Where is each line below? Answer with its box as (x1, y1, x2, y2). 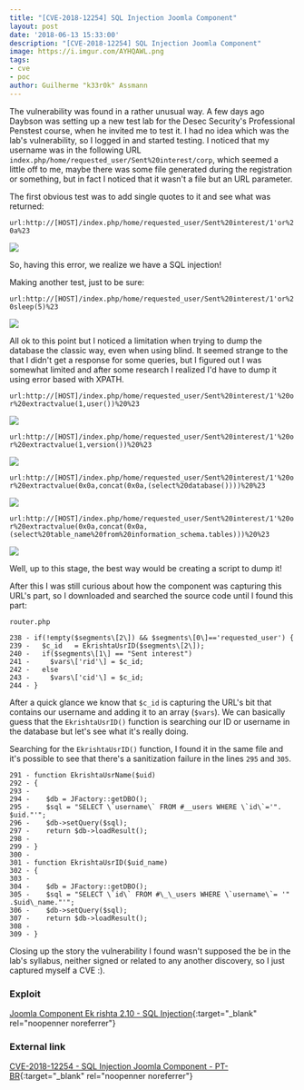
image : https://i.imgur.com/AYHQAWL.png (9, 47, 165, 56)
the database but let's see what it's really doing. (9, 726, 189, 737)
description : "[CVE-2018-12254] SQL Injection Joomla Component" (9, 38, 261, 48)
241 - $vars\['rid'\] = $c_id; (9, 657, 144, 666)
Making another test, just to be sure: (9, 276, 145, 287)
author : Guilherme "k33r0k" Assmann (9, 81, 148, 90)
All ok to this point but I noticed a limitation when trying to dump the (9, 335, 263, 346)
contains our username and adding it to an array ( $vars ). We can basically (9, 706, 286, 718)
